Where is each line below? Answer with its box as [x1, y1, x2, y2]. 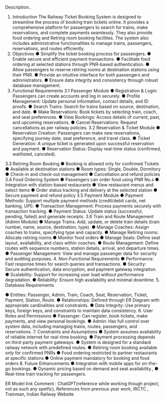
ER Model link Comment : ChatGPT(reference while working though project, [5, 381, 160, 387]
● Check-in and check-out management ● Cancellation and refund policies [5, 171, 160, 177]
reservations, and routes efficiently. [12, 46, 85, 51]
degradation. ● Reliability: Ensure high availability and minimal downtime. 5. [5, 277, 160, 283]
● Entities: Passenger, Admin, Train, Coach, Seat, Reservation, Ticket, [5, 292, 148, 298]
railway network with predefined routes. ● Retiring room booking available [5, 345, 158, 350]
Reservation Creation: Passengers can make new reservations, [12, 130, 141, 136]
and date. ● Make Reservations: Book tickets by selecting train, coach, [12, 109, 158, 115]
